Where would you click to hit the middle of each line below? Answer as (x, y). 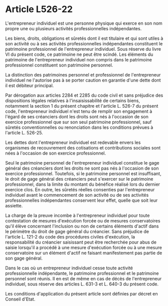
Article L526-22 (39, 9)
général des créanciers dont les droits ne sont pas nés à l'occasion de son (82, 168)
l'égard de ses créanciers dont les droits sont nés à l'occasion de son (77, 116)
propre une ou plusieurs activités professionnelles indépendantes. (73, 28)
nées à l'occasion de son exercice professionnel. (56, 153)
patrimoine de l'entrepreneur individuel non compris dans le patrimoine (78, 59)
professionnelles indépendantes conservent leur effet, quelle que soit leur (81, 200)
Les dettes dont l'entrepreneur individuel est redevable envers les (73, 142)
